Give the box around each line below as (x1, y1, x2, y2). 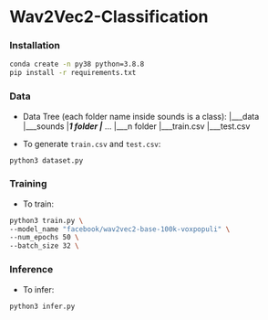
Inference (9, 263, 54, 276)
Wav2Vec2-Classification (9, 6, 209, 27)
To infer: (22, 283, 55, 294)
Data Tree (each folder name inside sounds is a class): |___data (22, 111, 260, 122)
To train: (22, 198, 55, 209)
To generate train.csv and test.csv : (22, 138, 161, 149)
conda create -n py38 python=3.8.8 (9, 59, 145, 69)
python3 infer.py (9, 302, 76, 311)
